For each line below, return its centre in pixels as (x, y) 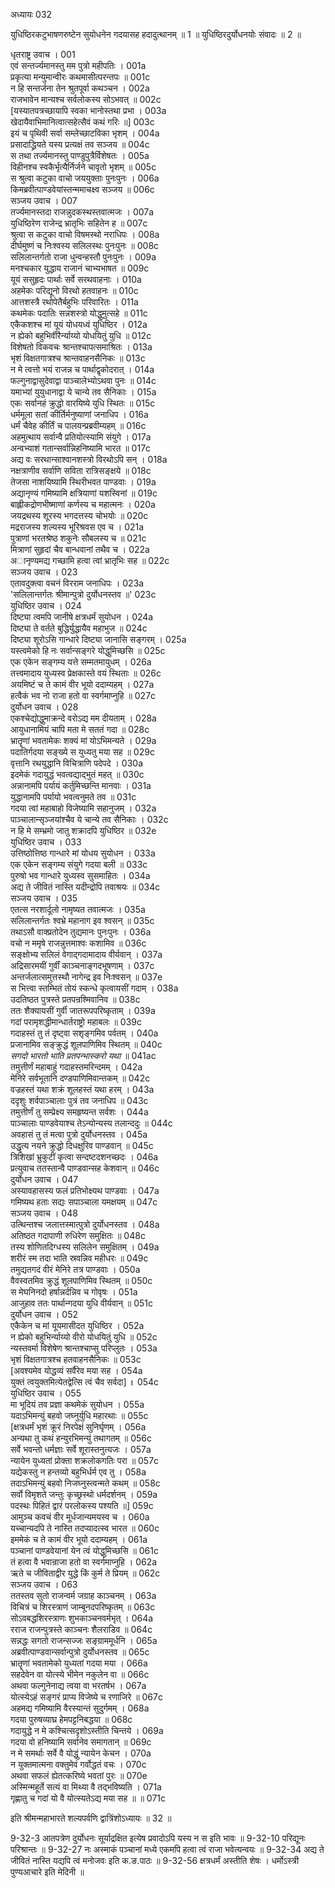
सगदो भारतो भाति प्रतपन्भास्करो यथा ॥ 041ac (83, 1055)
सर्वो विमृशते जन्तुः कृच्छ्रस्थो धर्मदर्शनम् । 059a (84, 1494)
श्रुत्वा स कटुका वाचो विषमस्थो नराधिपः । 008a (85, 234)
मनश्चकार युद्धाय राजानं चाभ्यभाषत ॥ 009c (80, 268)
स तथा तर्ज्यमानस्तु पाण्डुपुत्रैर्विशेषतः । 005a (80, 155)
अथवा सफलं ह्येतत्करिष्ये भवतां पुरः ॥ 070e (79, 1775)
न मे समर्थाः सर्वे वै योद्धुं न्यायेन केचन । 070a (81, 1753)
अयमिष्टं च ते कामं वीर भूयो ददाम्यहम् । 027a (82, 684)
